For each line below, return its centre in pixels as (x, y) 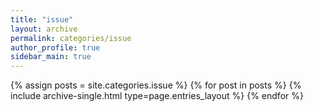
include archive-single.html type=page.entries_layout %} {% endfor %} (157, 96)
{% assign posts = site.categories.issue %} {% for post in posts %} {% (156, 85)
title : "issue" (42, 19)
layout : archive (44, 29)
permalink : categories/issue (71, 38)
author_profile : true (55, 47)
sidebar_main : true (51, 57)
